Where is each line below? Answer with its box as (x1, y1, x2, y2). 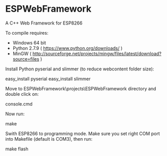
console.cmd (5, 100, 33, 107)
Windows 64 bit (12, 39, 46, 46)
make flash (5, 146, 29, 152)
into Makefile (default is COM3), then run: (5, 136, 93, 142)
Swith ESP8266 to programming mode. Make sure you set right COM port (5, 131, 160, 137)
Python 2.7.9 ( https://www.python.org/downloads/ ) (12, 45, 123, 51)
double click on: (5, 91, 39, 97)
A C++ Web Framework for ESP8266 (5, 20, 83, 26)
